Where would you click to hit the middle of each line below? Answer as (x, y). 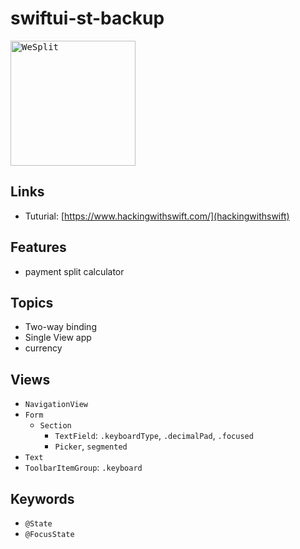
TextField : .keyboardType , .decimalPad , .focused (154, 436)
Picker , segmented (91, 446)
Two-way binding (60, 327)
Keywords (42, 498)
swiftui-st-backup (87, 18)
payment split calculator (74, 271)
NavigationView (56, 405)
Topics (32, 302)
